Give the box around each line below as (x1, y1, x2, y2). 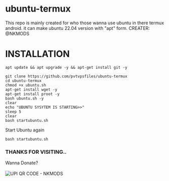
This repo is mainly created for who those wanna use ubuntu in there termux (5, 20, 164, 26)
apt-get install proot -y (5, 92, 60, 97)
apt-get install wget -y (5, 87, 58, 92)
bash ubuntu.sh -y (5, 96, 44, 101)
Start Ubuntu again (5, 127, 44, 133)
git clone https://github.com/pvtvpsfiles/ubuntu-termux (5, 74, 128, 79)
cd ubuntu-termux (5, 78, 42, 83)
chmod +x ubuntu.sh (5, 82, 46, 87)
